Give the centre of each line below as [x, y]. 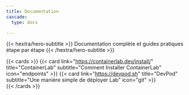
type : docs [25, 22]
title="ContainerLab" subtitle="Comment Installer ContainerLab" [84, 68]
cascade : [17, 17]
